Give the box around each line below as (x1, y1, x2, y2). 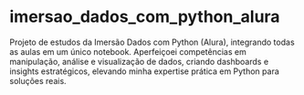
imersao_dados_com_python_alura (9, 6, 280, 27)
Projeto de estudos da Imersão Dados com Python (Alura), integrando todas (9, 37, 295, 47)
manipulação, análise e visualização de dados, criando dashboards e (9, 56, 269, 67)
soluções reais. (9, 75, 67, 86)
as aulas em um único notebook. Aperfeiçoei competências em (9, 46, 246, 57)
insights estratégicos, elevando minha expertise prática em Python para (9, 66, 280, 77)
